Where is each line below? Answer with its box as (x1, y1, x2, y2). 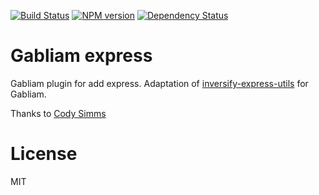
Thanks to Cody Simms (10, 107, 107, 119)
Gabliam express (10, 45, 153, 67)
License (10, 143, 78, 165)
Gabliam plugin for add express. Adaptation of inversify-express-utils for (10, 77, 309, 89)
